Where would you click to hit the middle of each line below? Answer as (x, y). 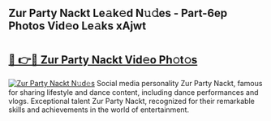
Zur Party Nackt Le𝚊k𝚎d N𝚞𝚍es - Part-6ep (118, 13)
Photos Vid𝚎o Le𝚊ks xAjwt (77, 26)
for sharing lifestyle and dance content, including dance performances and (133, 92)
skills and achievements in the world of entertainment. (99, 110)
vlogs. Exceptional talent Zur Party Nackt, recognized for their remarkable (132, 101)
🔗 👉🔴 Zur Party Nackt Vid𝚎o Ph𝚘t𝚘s (103, 60)
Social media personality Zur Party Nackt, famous (180, 83)
